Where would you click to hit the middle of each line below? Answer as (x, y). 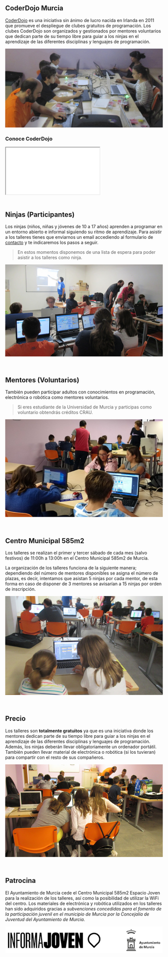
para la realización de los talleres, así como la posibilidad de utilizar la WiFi (82, 898)
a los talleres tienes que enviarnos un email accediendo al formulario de (79, 237)
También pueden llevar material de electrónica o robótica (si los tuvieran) (80, 752)
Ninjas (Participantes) (40, 214)
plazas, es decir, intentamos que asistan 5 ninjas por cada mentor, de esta (81, 579)
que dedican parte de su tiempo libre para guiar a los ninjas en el (72, 36)
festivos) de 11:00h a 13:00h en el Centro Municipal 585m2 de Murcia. (77, 558)
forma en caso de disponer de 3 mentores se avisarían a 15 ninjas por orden (83, 584)
